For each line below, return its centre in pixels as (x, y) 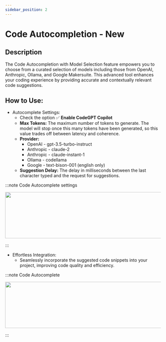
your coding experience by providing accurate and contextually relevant (78, 80)
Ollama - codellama (47, 160)
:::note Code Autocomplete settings (41, 185)
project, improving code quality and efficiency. (67, 266)
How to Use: (24, 101)
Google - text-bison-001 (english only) (66, 165)
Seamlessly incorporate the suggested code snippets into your (83, 260)
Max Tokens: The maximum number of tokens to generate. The (84, 123)
